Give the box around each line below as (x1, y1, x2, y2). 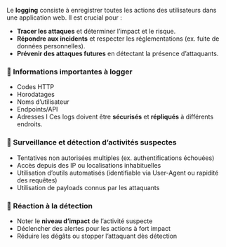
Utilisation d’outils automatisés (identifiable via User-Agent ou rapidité (16, 168, 219, 177)
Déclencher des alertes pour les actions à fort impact (16, 224, 171, 232)
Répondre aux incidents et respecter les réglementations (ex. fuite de (16, 34, 220, 43)
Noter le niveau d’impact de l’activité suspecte (16, 217, 153, 225)
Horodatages (16, 91, 55, 99)
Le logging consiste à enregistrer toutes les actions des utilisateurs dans (6, 6, 217, 14)
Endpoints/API (16, 105, 58, 114)
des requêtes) (16, 175, 58, 185)
